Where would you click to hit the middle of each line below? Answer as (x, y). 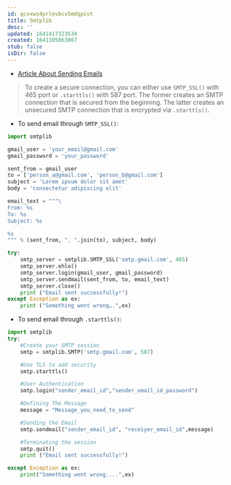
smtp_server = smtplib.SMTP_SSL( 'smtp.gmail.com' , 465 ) (105, 260)
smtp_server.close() (50, 286)
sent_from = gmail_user (43, 169)
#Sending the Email (49, 423)
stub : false (25, 47)
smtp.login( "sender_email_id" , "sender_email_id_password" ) (109, 391)
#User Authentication (52, 384)
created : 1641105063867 (43, 40)
